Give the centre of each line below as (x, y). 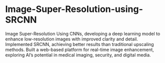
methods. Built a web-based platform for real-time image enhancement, (80, 49)
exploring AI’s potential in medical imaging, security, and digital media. (78, 55)
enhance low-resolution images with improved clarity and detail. (72, 39)
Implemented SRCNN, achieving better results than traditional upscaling (80, 44)
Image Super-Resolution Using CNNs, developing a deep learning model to (83, 33)
